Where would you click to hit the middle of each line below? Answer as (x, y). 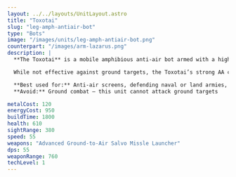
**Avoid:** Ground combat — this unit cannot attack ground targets (116, 91)
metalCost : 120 (29, 104)
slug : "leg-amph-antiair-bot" (52, 27)
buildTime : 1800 (31, 117)
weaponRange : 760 (33, 156)
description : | (29, 53)
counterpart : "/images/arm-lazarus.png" (67, 46)
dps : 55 (19, 150)
